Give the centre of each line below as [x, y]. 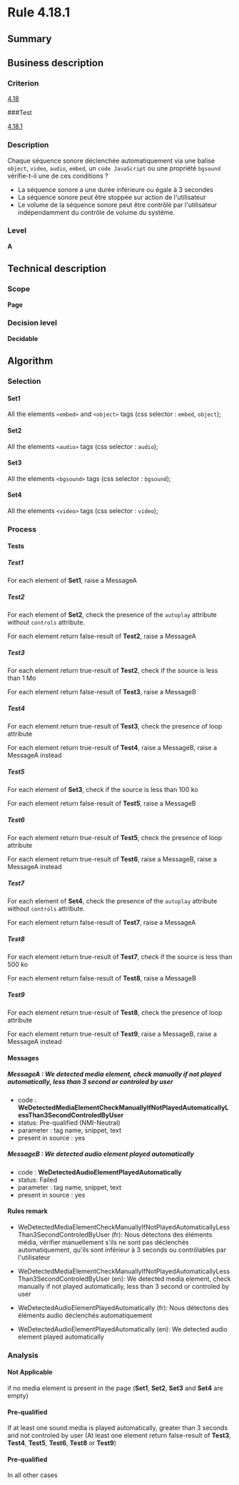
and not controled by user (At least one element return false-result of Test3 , [119, 1436]
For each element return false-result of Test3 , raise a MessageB [102, 692]
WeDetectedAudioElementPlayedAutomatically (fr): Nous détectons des [123, 1307]
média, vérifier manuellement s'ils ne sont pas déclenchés [103, 1242]
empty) [18, 1396]
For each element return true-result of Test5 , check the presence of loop [115, 838]
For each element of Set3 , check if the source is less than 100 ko [103, 790]
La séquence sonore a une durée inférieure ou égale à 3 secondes [116, 189]
